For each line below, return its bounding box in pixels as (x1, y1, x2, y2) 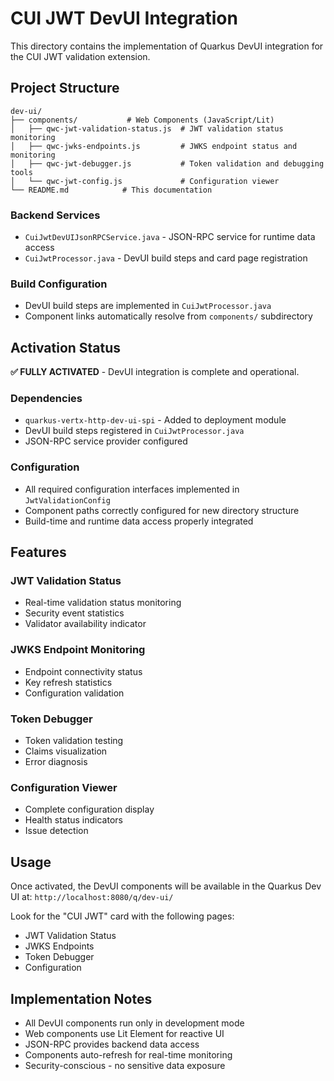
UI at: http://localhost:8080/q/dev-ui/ (10, 891, 174, 903)
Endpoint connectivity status (24, 665, 143, 677)
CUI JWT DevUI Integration (10, 7, 238, 30)
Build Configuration (10, 277, 108, 291)
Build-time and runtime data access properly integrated (24, 515, 254, 527)
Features (10, 544, 67, 561)
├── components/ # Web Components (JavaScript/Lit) (10, 115, 275, 125)
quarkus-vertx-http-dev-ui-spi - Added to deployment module (24, 414, 287, 426)
